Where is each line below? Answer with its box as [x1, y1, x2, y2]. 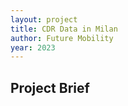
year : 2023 [10, 42, 56, 53]
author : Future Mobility [10, 33, 114, 43]
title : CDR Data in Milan [10, 24, 118, 34]
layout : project [10, 14, 78, 25]
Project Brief [10, 79, 90, 96]
